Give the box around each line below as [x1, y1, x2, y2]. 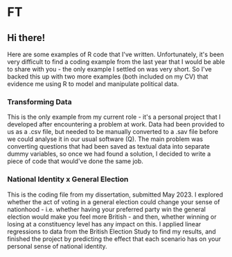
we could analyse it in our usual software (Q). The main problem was [7, 135, 204, 143]
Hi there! [7, 32, 46, 44]
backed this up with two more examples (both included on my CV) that [7, 72, 208, 81]
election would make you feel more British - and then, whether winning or [7, 213, 217, 221]
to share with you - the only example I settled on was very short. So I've [7, 65, 213, 73]
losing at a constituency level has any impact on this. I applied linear [7, 219, 202, 228]
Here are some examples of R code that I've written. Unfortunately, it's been [7, 50, 224, 58]
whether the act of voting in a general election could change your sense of [7, 197, 220, 206]
